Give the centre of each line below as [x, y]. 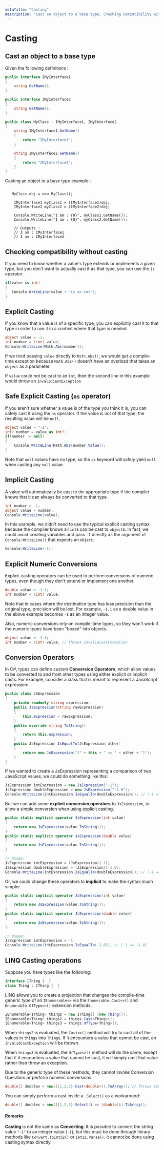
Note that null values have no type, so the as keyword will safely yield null [81, 459]
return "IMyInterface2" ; [48, 162]
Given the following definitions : [37, 68]
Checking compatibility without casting [66, 252]
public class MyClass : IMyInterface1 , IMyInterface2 [61, 122]
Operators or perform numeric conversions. [49, 1078]
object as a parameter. [28, 366]
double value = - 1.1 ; [27, 590]
